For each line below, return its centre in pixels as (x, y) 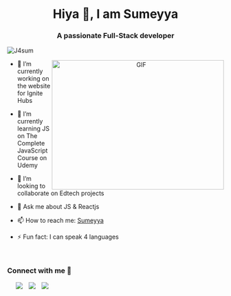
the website (34, 86)
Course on (32, 158)
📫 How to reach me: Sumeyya (60, 221)
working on (33, 79)
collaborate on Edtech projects (60, 193)
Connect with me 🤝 (40, 270)
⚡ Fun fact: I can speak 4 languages (68, 237)
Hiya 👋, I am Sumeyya (115, 14)
